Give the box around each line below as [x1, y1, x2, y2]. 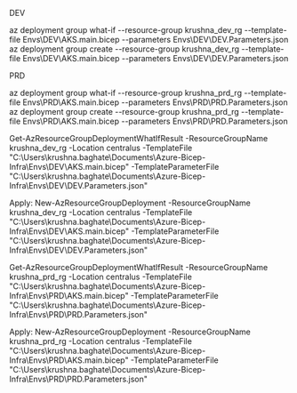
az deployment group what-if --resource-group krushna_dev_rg [9, 25, 243, 35]
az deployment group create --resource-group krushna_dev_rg [9, 44, 240, 54]
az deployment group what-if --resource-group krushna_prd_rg [9, 88, 243, 98]
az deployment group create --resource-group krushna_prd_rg [9, 107, 240, 116]
